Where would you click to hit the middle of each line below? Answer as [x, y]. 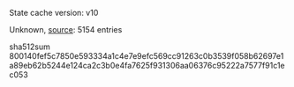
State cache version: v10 [54, 13]
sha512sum [30, 47]
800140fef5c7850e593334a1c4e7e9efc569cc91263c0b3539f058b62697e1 [147, 56]
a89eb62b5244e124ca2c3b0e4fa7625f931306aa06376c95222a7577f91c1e [147, 65]
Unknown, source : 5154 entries [66, 29]
